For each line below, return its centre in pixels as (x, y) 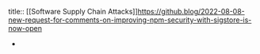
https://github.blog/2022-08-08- (191, 12)
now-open (25, 28)
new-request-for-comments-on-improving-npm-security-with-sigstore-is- (130, 20)
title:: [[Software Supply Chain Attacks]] (73, 12)
